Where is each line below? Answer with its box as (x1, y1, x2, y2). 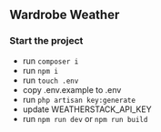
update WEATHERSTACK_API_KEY (22, 104, 152, 115)
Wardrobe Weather (9, 7, 120, 23)
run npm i (22, 65, 59, 76)
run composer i (22, 55, 79, 66)
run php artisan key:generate (22, 94, 136, 105)
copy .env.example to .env (22, 84, 122, 95)
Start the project (9, 35, 84, 47)
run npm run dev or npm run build (22, 113, 148, 124)
